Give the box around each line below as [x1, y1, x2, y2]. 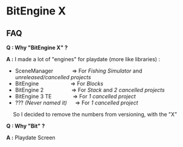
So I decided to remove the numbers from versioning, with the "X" [13, 111, 178, 118]
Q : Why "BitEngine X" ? [6, 44, 68, 51]
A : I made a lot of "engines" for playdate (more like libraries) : [6, 56, 161, 62]
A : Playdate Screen [6, 134, 56, 141]
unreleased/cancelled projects [14, 74, 92, 80]
